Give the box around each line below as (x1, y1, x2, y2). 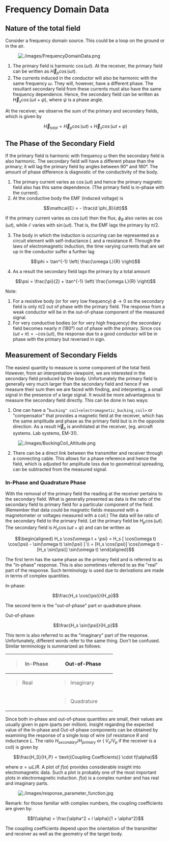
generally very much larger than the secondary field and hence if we (5, 381, 149, 387)
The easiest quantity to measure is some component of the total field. (5, 364, 151, 370)
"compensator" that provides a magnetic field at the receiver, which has (12, 412, 164, 418)
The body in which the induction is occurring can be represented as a (12, 232, 159, 238)
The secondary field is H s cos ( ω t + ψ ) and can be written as (5, 524, 131, 531)
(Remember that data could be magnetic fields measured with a (5, 506, 139, 513)
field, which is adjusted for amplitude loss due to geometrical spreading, (12, 460, 164, 467)
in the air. (5, 43, 25, 49)
